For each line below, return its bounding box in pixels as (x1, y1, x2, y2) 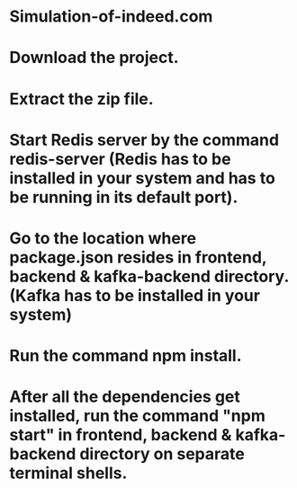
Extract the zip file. (9, 88, 155, 109)
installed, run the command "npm (9, 406, 265, 426)
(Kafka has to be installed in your (9, 285, 261, 306)
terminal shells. (9, 463, 128, 484)
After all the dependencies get (9, 386, 241, 407)
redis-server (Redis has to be (9, 148, 231, 169)
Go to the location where (9, 227, 196, 248)
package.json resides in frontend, (9, 247, 267, 267)
